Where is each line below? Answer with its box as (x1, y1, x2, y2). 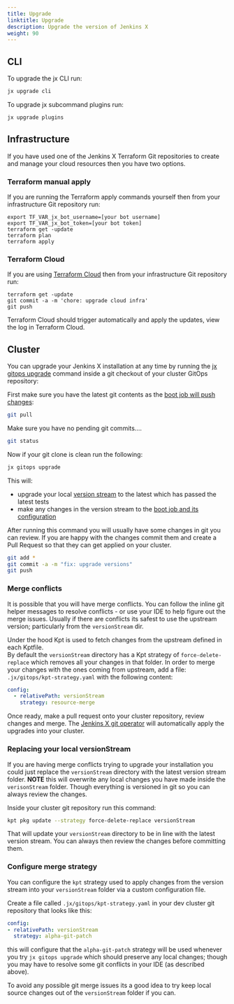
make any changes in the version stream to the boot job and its (17, 504, 199, 513)
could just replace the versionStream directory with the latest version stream (7, 768, 226, 776)
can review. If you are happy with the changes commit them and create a (7, 533, 217, 542)
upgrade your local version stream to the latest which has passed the (17, 490, 217, 498)
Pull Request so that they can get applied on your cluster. (7, 540, 172, 549)
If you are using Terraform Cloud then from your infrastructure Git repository (7, 270, 227, 278)
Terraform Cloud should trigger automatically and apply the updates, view (7, 316, 220, 324)
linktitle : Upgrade (7, 17, 64, 24)
